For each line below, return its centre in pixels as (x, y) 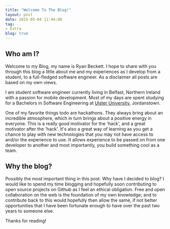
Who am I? (22, 54)
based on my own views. (31, 82)
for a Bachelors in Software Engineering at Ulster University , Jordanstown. (83, 103)
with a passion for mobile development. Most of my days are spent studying (84, 97)
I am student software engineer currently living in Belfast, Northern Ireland (83, 92)
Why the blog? (29, 166)
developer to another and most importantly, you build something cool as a (82, 145)
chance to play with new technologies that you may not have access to (79, 134)
